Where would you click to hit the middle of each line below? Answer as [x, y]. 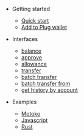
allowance [34, 64]
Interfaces [25, 39]
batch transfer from [46, 83]
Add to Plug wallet [44, 27]
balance [31, 51]
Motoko [31, 114]
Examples [24, 102]
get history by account [49, 90]
